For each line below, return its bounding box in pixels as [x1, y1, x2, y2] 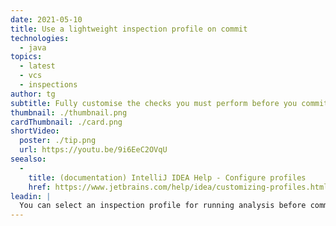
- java [19, 42, 47, 53]
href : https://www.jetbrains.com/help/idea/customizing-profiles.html [28, 182, 329, 192]
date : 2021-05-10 [10, 14, 83, 25]
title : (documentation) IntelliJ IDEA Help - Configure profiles [28, 172, 307, 183]
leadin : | [10, 191, 52, 201]
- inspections [19, 80, 78, 90]
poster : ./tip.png [19, 136, 97, 146]
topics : [10, 52, 43, 62]
